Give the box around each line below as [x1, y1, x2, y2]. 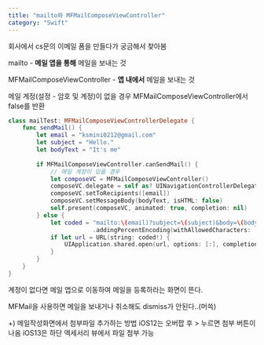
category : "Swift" [8, 19, 68, 27]
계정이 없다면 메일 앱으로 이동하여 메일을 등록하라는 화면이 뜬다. [8, 285, 203, 294]
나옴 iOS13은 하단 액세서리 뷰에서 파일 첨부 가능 [8, 328, 155, 337]
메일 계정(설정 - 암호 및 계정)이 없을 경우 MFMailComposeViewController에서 [8, 91, 249, 100]
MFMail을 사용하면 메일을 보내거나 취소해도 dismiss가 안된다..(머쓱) [8, 301, 217, 310]
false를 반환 [8, 101, 46, 111]
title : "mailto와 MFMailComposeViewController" [8, 11, 165, 20]
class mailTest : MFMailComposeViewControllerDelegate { [8, 117, 195, 125]
